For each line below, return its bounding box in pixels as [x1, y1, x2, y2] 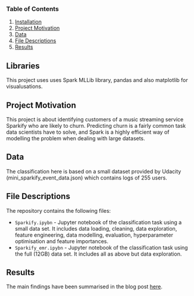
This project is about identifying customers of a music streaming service [6, 115, 184, 123]
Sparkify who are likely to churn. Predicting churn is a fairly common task [6, 122, 186, 129]
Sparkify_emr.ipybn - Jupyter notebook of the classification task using [14, 244, 189, 251]
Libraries [6, 61, 40, 71]
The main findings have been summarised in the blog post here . [6, 283, 162, 290]
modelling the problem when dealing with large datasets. [6, 134, 146, 141]
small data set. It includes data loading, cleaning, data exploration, [14, 225, 177, 232]
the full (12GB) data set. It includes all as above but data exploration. [14, 250, 182, 257]
